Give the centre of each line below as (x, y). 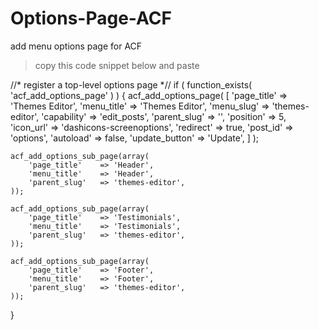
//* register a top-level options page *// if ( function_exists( (131, 84)
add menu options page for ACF (76, 46)
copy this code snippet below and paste (117, 65)
